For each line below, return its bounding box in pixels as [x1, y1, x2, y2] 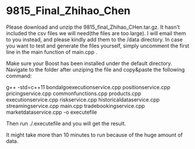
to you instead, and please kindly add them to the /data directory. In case [6, 36, 183, 43]
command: [6, 72, 32, 79]
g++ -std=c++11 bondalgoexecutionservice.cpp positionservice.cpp [6, 83, 170, 90]
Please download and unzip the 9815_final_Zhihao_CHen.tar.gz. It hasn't [6, 23, 180, 31]
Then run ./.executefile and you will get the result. [6, 120, 126, 127]
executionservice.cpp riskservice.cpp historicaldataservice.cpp [6, 96, 160, 103]
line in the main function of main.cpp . [6, 48, 98, 55]
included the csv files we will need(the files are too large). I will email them [6, 29, 186, 36]
